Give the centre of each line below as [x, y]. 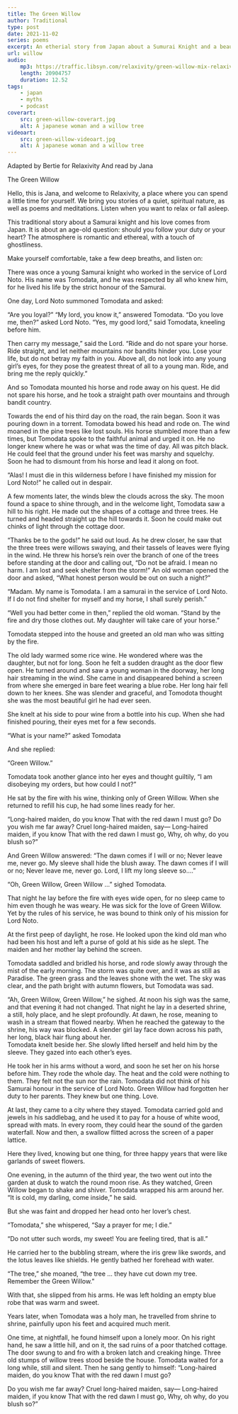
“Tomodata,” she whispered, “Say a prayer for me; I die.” [90, 1225]
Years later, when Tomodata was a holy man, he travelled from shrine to [112, 1316]
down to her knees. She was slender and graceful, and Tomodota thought [115, 693]
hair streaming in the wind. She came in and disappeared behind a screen [115, 678]
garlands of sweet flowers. [46, 1161]
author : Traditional [38, 21]
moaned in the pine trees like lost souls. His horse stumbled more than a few [119, 431]
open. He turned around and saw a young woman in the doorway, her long [116, 670]
